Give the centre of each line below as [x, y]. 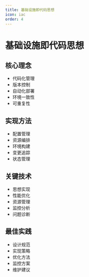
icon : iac [15, 15]
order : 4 [14, 19]
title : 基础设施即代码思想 [30, 10]
